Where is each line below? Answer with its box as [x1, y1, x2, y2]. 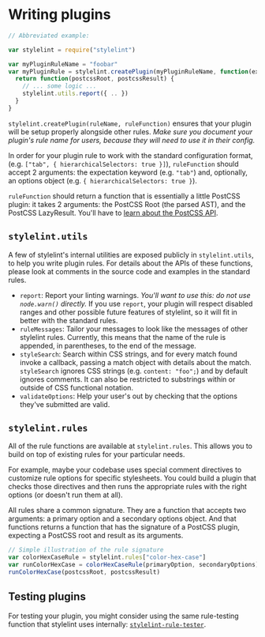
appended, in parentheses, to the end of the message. [19, 341, 197, 350]
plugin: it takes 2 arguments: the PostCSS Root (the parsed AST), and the [8, 199, 246, 209]
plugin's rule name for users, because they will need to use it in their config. [8, 135, 256, 145]
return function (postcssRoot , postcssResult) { [15, 75, 175, 83]
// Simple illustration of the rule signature [8, 546, 164, 554]
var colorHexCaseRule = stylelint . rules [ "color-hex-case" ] [8, 553, 207, 562]
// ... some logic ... [22, 82, 97, 90]
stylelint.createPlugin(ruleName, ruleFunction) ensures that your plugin [8, 119, 252, 128]
